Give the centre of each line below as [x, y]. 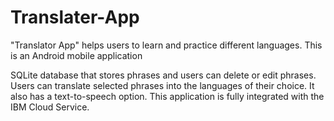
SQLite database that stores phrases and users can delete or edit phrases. [163, 75]
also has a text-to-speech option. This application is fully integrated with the [167, 96]
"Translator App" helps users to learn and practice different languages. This [166, 45]
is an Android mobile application [76, 55]
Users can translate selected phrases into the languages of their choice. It [162, 85]
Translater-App [75, 17]
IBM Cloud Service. [50, 107]
